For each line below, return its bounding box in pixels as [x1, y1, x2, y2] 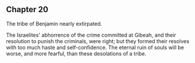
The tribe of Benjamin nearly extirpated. [6, 20, 102, 27]
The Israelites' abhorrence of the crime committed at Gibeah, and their [6, 32, 177, 38]
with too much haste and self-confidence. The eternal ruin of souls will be [6, 44, 184, 51]
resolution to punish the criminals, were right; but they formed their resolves [6, 37, 190, 44]
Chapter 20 [6, 5, 49, 15]
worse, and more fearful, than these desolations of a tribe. [6, 50, 146, 57]
